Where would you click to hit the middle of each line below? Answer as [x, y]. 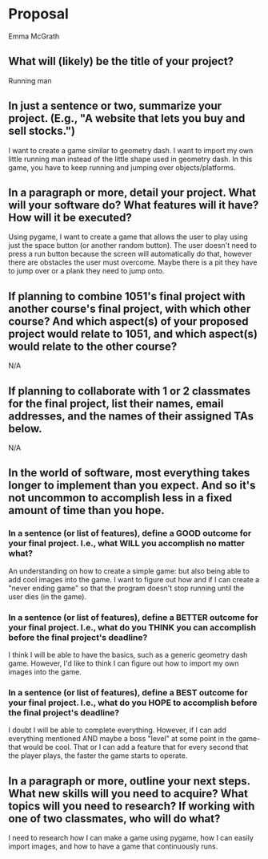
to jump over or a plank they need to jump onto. [86, 271]
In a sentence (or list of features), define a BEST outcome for [128, 692]
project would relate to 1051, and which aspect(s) [133, 334]
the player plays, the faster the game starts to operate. [98, 756]
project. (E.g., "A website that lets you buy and [127, 118]
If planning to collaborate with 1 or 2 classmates [130, 391]
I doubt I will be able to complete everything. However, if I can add [117, 730]
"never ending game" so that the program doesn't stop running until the [126, 588]
